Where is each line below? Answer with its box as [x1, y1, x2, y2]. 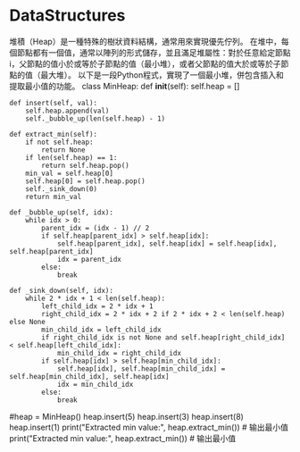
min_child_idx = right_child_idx [56, 348, 181, 357]
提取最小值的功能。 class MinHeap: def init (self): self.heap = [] [9, 80, 240, 91]
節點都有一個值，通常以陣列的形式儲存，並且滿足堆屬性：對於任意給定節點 [16, 46, 291, 58]
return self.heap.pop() [41, 161, 129, 170]
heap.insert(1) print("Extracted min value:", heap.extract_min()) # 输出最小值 [9, 422, 288, 432]
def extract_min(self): [9, 130, 98, 138]
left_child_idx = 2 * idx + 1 [41, 301, 154, 311]
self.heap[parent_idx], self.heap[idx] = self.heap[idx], [56, 239, 278, 248]
